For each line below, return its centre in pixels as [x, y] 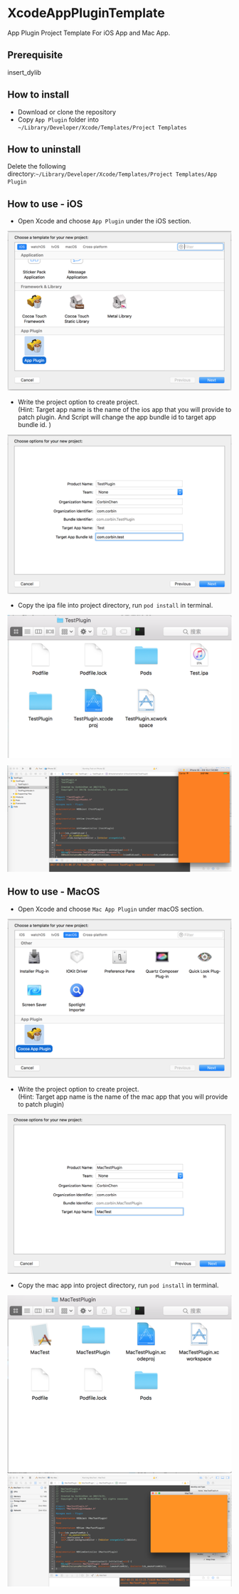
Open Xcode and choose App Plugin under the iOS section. [105, 221]
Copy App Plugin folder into [58, 120]
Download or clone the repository [67, 112]
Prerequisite [35, 55]
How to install [38, 95]
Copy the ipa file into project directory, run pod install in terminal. [115, 606]
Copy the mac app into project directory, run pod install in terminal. [118, 1285]
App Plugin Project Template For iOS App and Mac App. [89, 33]
